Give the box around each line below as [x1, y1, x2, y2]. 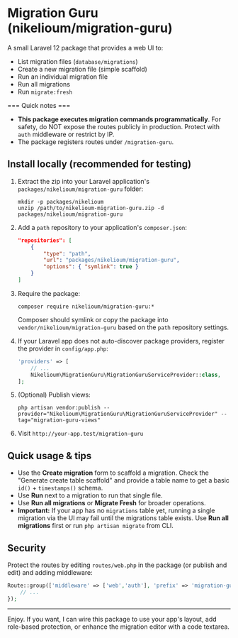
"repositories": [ [17, 236, 72, 244]
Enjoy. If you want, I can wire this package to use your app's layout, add [7, 615, 217, 623]
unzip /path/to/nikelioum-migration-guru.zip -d [17, 204, 164, 211]
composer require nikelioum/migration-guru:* [17, 303, 154, 310]
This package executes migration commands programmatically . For [17, 115, 222, 123]
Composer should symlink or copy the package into [17, 315, 169, 324]
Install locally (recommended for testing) [7, 158, 192, 170]
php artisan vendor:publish [17, 405, 101, 412]
